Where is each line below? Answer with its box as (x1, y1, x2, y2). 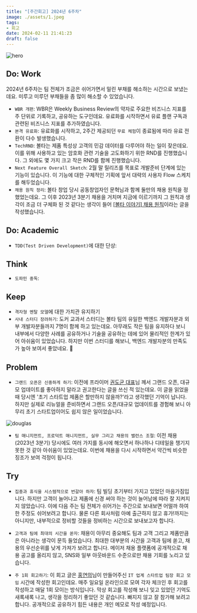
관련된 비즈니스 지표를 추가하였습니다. (14, 120, 102, 127)
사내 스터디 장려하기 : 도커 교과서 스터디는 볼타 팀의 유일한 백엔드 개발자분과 (14, 316, 183, 323)
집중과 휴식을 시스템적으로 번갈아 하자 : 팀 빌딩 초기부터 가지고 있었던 (14, 487, 165, 494)
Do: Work (6, 69, 41, 79)
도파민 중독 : (14, 274, 39, 282)
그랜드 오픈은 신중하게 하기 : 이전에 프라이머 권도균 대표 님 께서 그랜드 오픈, (14, 378, 179, 386)
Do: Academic (6, 226, 59, 236)
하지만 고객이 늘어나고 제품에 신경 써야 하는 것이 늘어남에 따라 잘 (27, 495, 175, 502)
